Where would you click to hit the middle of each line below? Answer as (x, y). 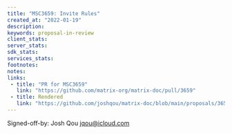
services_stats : (30, 59)
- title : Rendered (37, 97)
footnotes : (23, 65)
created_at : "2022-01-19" (44, 20)
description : (26, 26)
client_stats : (28, 39)
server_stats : (28, 46)
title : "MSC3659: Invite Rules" (54, 13)
